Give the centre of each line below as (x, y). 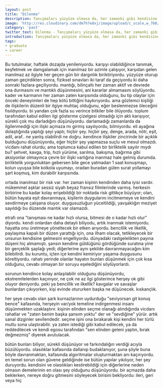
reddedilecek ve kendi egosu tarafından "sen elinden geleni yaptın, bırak (77, 330)
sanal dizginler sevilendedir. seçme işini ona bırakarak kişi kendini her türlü (80, 319)
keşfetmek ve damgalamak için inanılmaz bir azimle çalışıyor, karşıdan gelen (81, 69)
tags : (10, 41)
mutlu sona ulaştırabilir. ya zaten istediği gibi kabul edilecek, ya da (71, 324)
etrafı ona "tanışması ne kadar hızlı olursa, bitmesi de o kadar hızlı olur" (76, 218)
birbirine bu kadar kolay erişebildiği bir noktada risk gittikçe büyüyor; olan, (79, 192)
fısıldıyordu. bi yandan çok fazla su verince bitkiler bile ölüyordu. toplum (77, 111)
